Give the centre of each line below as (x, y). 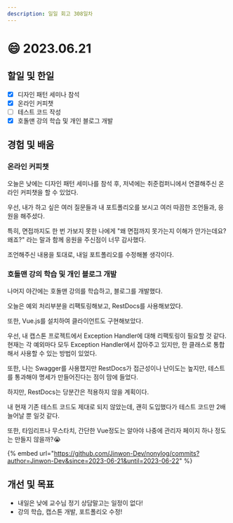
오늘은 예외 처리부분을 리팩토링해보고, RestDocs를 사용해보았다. (95, 305)
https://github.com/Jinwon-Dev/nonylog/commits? (127, 453)
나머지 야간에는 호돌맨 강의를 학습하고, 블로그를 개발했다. (85, 291)
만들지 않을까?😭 (38, 439)
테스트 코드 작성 (39, 112)
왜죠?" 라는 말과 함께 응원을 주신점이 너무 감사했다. (76, 239)
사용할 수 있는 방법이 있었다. (59, 353)
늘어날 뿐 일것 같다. (33, 416)
